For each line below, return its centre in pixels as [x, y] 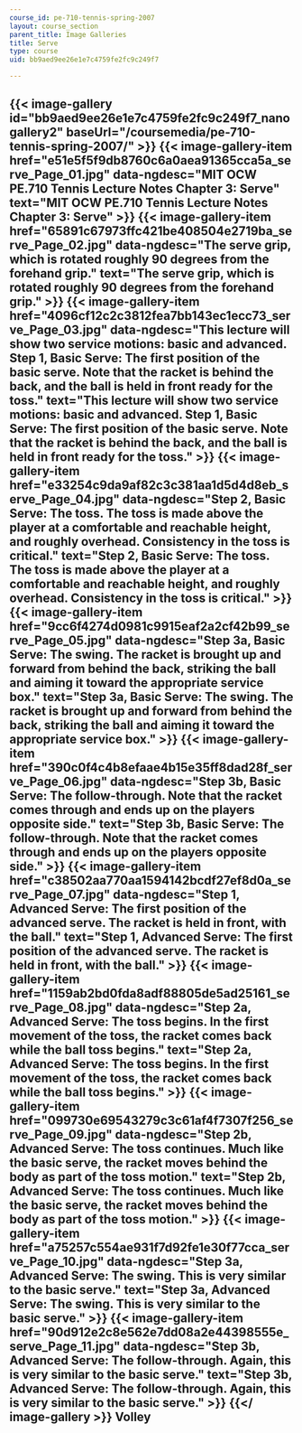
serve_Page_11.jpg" [65, 1347]
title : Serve [34, 43]
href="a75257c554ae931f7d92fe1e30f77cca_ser [150, 1248]
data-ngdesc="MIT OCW [184, 175]
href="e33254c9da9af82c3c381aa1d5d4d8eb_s [149, 486]
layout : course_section [54, 26]
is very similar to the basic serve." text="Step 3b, [151, 1375]
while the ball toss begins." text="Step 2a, [131, 1050]
